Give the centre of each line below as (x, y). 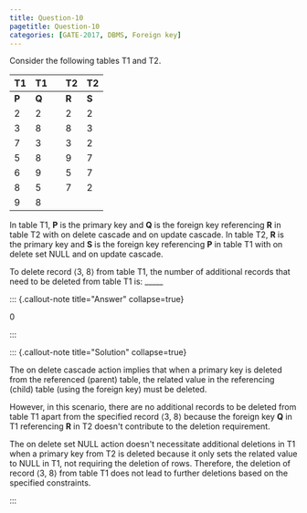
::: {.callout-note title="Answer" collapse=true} (97, 299)
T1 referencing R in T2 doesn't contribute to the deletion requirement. (140, 426)
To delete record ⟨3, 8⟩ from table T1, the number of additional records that (150, 272)
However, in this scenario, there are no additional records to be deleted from (153, 407)
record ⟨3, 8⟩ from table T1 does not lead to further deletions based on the (149, 473)
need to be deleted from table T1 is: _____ (86, 282)
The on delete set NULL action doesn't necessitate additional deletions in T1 (153, 445)
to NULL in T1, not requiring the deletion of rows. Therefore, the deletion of (150, 464)
